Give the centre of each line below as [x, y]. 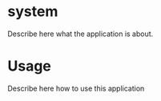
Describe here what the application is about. [80, 34]
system [33, 12]
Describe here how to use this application [76, 88]
